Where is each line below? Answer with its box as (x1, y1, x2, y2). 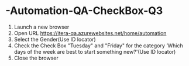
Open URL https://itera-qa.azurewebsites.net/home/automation (13, 29, 167, 36)
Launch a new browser (13, 23, 70, 30)
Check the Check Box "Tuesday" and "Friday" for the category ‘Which (13, 42, 184, 49)
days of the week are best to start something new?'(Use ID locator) (13, 48, 176, 55)
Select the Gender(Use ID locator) (13, 36, 96, 43)
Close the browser (13, 54, 59, 61)
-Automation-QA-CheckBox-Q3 (5, 4, 163, 18)
